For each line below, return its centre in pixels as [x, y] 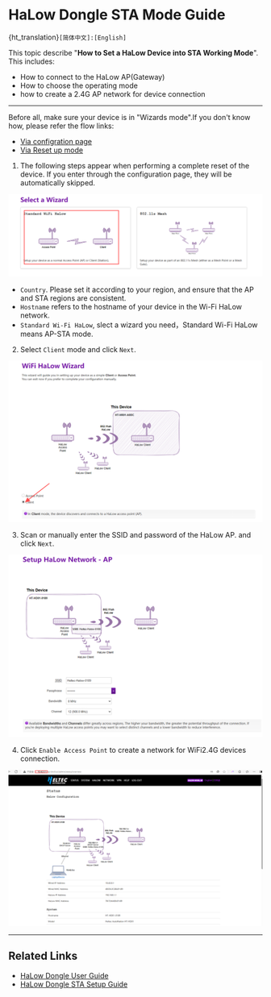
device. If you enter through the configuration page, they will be [126, 174]
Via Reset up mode [51, 150]
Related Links [43, 956]
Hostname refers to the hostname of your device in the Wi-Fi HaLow [131, 306]
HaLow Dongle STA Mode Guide [117, 15]
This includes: [31, 61]
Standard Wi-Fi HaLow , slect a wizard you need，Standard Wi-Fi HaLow [139, 325]
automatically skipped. [57, 182]
